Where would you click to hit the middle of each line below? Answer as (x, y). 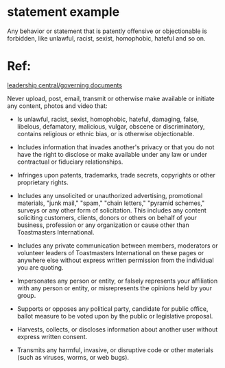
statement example (63, 12)
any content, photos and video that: (57, 106)
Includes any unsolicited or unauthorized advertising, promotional (110, 195)
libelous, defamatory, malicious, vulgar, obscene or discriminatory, (111, 126)
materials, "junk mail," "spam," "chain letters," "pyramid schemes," (111, 203)
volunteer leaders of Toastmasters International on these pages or (110, 252)
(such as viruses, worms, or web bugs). (73, 357)
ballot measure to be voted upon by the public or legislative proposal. (115, 316)
